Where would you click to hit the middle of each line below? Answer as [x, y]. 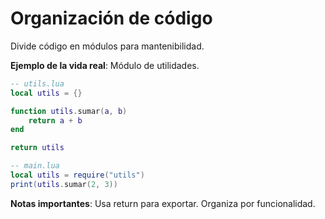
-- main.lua [35, 166]
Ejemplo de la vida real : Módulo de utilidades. [105, 65]
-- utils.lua [37, 83]
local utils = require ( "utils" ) [77, 175]
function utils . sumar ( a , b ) [69, 111]
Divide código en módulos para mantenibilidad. [107, 46]
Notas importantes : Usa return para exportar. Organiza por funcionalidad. [163, 203]
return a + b [55, 120]
